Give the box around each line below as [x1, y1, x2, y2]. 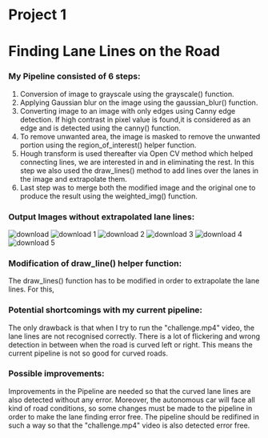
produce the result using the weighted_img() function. [19, 191, 198, 201]
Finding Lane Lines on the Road [8, 42, 220, 61]
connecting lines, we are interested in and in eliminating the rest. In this [19, 157, 254, 167]
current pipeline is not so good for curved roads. [8, 348, 168, 358]
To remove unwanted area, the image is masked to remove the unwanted [19, 131, 261, 141]
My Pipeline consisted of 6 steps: [8, 70, 141, 82]
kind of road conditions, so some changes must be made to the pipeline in [8, 403, 253, 413]
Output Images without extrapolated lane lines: [8, 211, 195, 222]
